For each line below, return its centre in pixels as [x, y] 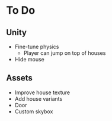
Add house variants [39, 98]
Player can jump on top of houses [65, 53]
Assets [19, 78]
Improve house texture [42, 92]
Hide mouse [29, 59]
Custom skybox [34, 111]
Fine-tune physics [37, 46]
